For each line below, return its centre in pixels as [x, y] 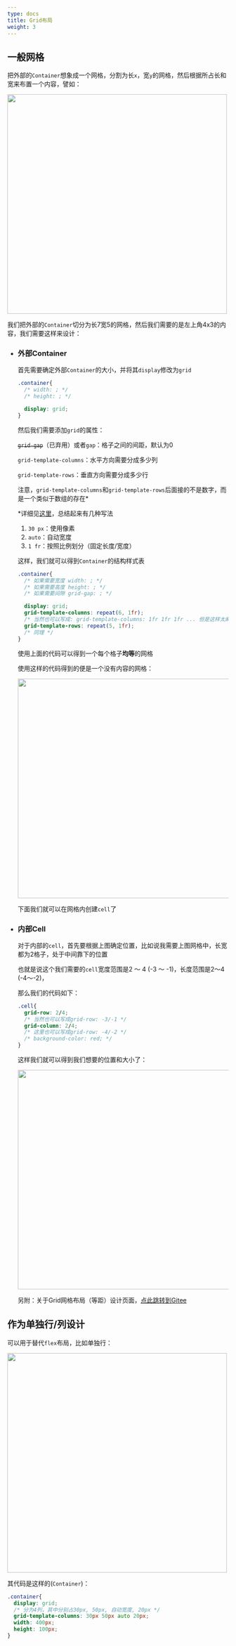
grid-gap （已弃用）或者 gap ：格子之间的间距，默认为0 [95, 445]
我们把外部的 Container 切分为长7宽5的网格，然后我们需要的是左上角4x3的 [113, 325]
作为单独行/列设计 [46, 1325]
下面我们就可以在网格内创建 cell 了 [67, 909]
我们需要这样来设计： [50, 334]
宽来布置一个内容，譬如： [44, 84]
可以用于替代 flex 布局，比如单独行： [60, 1343]
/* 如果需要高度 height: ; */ [65, 587]
